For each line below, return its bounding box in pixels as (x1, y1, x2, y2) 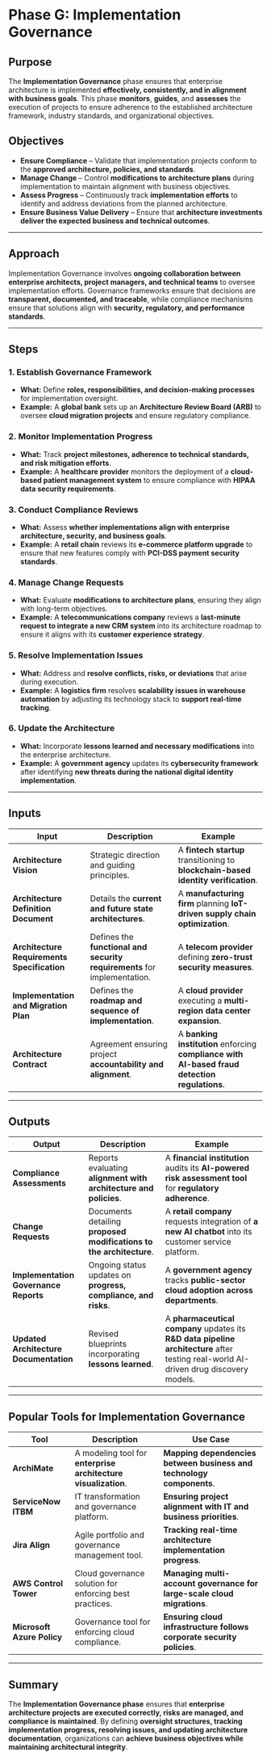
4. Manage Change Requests (8, 577, 124, 588)
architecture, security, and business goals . (19, 531, 167, 540)
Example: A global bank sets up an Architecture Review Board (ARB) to (19, 402, 262, 412)
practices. (74, 1598, 113, 1610)
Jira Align (12, 1539, 51, 1551)
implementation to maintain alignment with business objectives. (19, 181, 231, 191)
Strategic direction (90, 849, 160, 861)
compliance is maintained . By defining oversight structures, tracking (8, 1716, 244, 1726)
